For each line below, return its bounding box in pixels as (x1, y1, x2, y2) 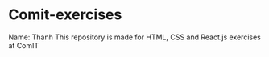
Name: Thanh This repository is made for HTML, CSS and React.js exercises (8, 32, 262, 42)
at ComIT (8, 40, 39, 50)
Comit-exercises (8, 6, 122, 24)
